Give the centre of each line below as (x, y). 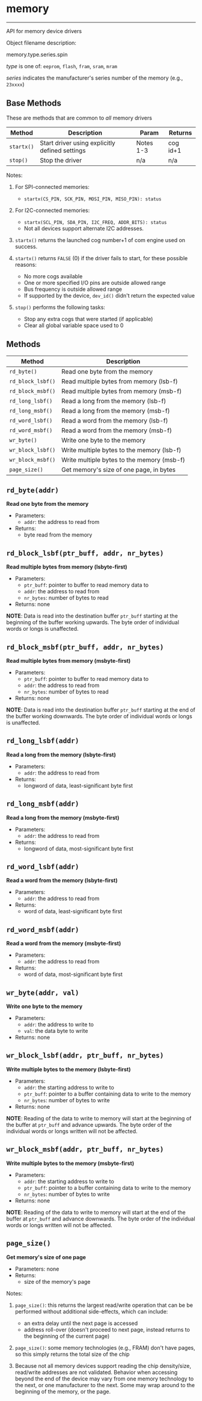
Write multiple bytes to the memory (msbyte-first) (70, 1163)
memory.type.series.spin (37, 54)
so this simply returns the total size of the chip (72, 1354)
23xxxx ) (16, 84)
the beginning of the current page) (67, 1336)
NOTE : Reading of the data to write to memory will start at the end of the (96, 1212)
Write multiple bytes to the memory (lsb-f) (121, 450)
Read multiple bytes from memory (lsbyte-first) (67, 567)
